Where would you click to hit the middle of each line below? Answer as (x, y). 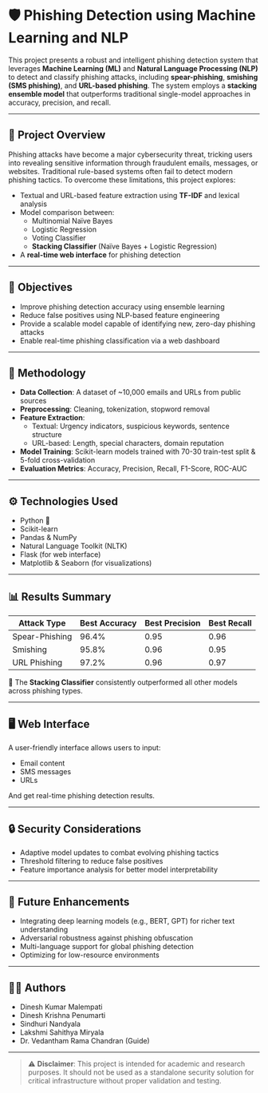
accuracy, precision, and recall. (60, 102)
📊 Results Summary (60, 596)
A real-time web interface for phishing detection (100, 254)
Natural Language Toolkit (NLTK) (73, 546)
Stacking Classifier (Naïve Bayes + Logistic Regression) (124, 246)
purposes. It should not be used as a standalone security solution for (141, 1072)
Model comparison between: (67, 212)
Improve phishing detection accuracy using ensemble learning (122, 306)
